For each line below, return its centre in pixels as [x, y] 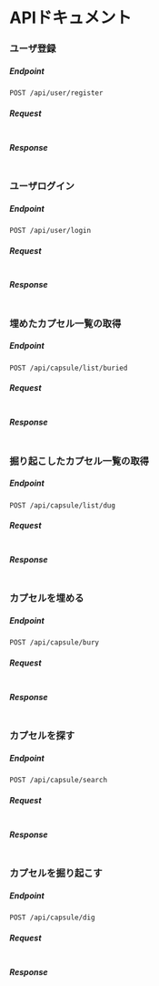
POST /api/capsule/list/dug [63, 505]
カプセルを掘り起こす [56, 874]
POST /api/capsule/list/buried [69, 368]
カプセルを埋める [47, 598]
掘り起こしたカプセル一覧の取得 [79, 461]
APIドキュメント [70, 18]
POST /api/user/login [50, 230]
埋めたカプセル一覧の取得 [65, 323]
